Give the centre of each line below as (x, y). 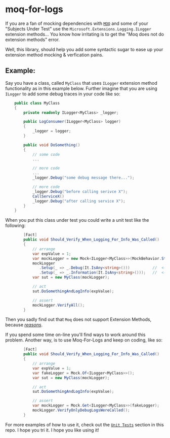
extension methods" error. (32, 40)
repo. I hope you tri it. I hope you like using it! (52, 430)
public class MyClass (37, 103)
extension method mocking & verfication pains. (54, 55)
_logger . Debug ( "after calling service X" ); (79, 201)
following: (15, 226)
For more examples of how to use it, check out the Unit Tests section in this (85, 424)
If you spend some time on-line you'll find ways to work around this (75, 335)
